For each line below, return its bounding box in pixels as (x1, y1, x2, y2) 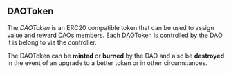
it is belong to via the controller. (7, 38, 97, 47)
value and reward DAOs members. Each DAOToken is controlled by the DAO (7, 31, 223, 39)
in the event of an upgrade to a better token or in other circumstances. (7, 58, 207, 67)
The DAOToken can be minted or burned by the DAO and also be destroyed (7, 51, 225, 60)
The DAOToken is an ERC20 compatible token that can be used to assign (7, 23, 214, 32)
